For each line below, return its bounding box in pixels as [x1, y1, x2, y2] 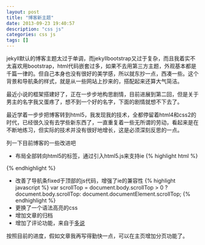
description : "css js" [6, 26, 64, 32]
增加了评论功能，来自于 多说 [15, 219, 85, 226]
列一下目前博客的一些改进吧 [6, 140, 76, 146]
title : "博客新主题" [6, 15, 54, 21]
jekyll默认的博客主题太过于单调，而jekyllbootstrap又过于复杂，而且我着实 [6, 55, 190, 62]
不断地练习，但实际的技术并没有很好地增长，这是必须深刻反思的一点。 [6, 126, 183, 133]
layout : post [6, 9, 40, 15]
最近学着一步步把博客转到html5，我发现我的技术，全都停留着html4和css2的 [6, 111, 196, 118]
